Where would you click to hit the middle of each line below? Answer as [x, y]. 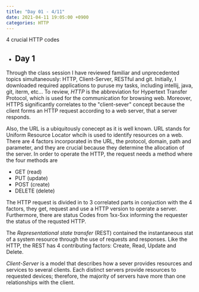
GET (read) [28, 172]
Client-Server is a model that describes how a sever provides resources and [99, 263]
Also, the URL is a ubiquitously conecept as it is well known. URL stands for [98, 129]
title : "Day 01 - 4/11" [36, 12]
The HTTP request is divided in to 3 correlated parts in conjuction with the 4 [99, 203]
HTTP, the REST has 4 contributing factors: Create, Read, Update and [91, 246]
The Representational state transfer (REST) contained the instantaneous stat [100, 233]
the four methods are [32, 160]
